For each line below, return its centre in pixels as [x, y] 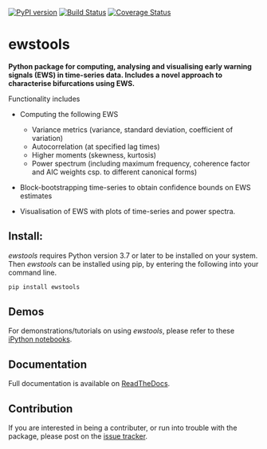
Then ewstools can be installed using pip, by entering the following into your [133, 264]
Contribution [41, 409]
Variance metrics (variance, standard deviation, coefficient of [132, 129]
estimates [36, 196]
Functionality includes [44, 99]
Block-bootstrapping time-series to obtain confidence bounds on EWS [135, 187]
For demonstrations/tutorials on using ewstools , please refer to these [122, 331]
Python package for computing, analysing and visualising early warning [130, 66]
